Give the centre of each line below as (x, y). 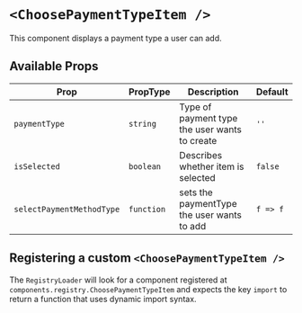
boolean (145, 166)
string (143, 124)
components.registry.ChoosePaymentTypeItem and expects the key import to (148, 289)
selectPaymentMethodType (67, 209)
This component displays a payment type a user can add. (115, 38)
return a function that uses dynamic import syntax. (103, 299)
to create (198, 140)
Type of (195, 107)
